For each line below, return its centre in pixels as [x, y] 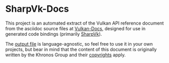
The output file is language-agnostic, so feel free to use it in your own [79, 44]
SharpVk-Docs [37, 9]
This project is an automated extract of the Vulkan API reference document [85, 23]
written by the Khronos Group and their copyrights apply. [65, 55]
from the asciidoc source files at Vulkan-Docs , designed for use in [76, 28]
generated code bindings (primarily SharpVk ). [54, 34]
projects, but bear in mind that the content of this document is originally [81, 49]
